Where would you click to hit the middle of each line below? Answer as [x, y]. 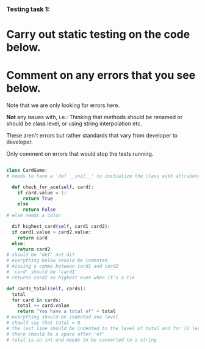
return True [38, 198]
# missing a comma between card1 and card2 [63, 266]
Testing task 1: [28, 9]
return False [39, 210]
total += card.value [43, 306]
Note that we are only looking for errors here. [63, 105]
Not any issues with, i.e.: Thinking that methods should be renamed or [95, 117]
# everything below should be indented [57, 261]
